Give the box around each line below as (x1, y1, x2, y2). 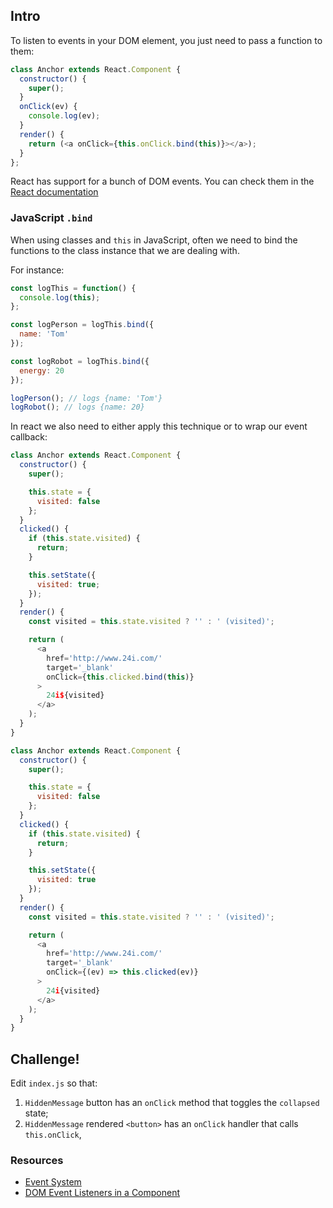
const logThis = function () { (10, 283, 137, 293)
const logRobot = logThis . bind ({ (10, 356, 150, 366)
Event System (24, 1176, 82, 1188)
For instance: (10, 264, 65, 276)
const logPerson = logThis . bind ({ (10, 320, 155, 330)
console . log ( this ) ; (19, 292, 101, 303)
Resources (10, 1154, 64, 1168)
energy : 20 (19, 365, 65, 376)
